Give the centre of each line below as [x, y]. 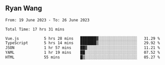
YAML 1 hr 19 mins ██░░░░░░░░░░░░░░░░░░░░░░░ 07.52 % [82, 53]
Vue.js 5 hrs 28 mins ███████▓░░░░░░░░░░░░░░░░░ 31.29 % [82, 38]
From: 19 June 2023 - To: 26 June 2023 [47, 20]
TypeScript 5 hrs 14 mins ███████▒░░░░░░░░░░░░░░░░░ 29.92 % [82, 43]
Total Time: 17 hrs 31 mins [35, 29]
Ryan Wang [24, 8]
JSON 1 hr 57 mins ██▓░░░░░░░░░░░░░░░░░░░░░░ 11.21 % [82, 48]
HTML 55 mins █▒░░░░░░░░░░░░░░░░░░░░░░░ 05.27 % [82, 57]
